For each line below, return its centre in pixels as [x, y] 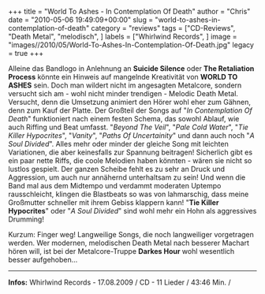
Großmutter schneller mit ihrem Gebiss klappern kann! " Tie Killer [114, 203]
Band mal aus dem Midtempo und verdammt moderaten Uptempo [115, 186]
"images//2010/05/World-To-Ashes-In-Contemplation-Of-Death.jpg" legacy [131, 45]
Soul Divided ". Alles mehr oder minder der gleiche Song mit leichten [118, 144]
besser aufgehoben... [43, 260]
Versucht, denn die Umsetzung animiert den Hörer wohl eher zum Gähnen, [129, 102]
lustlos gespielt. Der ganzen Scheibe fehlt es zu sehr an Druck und [116, 169]
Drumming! [26, 219]
